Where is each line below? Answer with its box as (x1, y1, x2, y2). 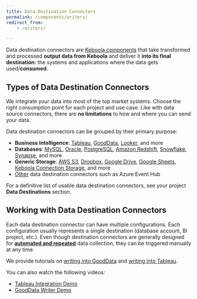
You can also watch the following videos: (6, 268, 105, 275)
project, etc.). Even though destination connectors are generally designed (6, 233, 185, 240)
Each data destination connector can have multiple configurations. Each (6, 221, 181, 228)
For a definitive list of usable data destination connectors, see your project (6, 182, 186, 189)
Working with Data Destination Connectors (6, 205, 166, 215)
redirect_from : (6, 19, 44, 25)
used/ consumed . (6, 65, 48, 72)
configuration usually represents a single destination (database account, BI (6, 227, 188, 234)
